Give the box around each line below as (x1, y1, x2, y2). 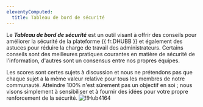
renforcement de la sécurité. (6, 94, 78, 102)
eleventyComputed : (6, 8, 53, 15)
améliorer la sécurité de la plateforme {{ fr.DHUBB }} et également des (6, 37, 183, 45)
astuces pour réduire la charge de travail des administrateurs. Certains (6, 44, 184, 51)
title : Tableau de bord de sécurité (12, 15, 105, 21)
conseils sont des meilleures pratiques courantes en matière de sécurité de (6, 50, 195, 57)
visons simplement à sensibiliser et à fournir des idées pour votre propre (6, 88, 188, 95)
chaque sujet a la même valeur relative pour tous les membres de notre (6, 75, 185, 82)
